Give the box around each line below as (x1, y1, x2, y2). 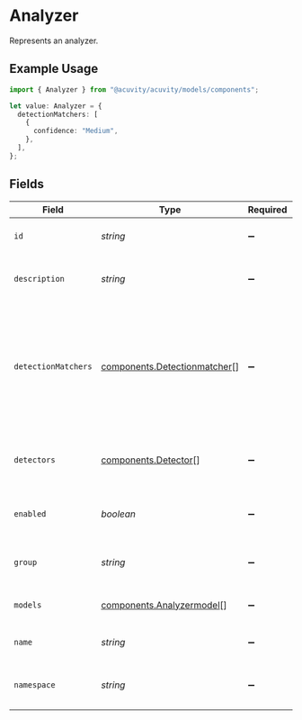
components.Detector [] (101, 454, 200, 466)
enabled (13, 508, 47, 518)
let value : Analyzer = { (9, 101, 102, 111)
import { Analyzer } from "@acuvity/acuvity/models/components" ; (9, 85, 259, 94)
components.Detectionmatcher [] (101, 360, 240, 373)
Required (247, 203, 288, 216)
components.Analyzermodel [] (101, 598, 227, 611)
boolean (101, 508, 137, 520)
